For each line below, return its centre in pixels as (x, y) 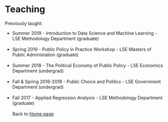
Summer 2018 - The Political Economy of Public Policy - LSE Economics (88, 65)
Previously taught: (24, 23)
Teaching (25, 9)
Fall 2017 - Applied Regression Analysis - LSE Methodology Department (87, 98)
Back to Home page (33, 114)
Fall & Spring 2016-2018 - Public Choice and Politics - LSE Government (87, 82)
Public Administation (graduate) (45, 55)
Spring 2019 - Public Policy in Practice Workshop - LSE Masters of (82, 49)
